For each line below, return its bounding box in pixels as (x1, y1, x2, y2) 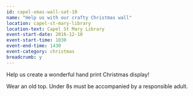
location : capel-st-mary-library (6, 20, 91, 26)
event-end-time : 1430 (6, 43, 61, 49)
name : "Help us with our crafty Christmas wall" (6, 15, 132, 21)
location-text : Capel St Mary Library (6, 26, 105, 32)
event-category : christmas (6, 49, 75, 55)
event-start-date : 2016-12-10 (6, 32, 83, 38)
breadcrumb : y (6, 54, 43, 60)
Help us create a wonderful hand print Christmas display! (6, 70, 150, 78)
